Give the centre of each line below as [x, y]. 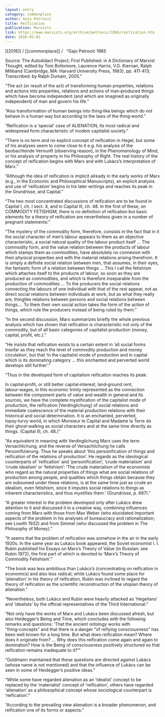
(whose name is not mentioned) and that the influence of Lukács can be [78, 665]
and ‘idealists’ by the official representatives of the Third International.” [77, 604]
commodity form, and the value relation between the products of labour [78, 247]
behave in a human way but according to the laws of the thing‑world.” [75, 116]
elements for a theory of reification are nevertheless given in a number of [79, 217]
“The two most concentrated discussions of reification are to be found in [79, 201]
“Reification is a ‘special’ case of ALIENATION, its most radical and [72, 125]
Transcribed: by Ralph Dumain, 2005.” [43, 76]
